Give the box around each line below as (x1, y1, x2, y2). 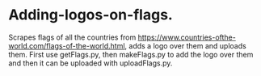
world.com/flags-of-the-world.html (8, 40, 125, 50)
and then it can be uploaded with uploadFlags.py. (8, 58, 173, 68)
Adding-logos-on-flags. (8, 6, 174, 24)
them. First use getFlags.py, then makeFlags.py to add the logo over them (8, 49, 254, 59)
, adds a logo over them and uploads (124, 40, 246, 50)
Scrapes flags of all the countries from (8, 32, 137, 42)
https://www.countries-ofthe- (137, 32, 236, 42)
